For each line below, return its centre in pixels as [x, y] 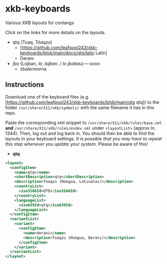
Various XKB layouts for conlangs [40, 23]
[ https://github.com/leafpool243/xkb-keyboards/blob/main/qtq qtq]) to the [82, 102]
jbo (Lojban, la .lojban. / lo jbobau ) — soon [56, 63]
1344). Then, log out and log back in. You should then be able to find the [80, 133]
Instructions [25, 85]
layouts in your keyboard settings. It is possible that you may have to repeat [83, 138]
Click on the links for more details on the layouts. [56, 32]
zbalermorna [33, 69]
